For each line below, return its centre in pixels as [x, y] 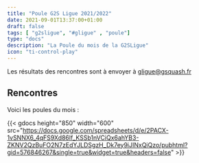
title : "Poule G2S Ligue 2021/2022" [59, 13]
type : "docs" [26, 39]
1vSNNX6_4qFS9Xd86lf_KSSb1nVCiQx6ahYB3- [73, 138]
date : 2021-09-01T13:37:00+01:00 [55, 20]
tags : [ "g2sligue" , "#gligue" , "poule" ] [69, 33]
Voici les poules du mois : [43, 109]
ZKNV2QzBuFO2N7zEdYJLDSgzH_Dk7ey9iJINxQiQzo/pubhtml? [97, 144]
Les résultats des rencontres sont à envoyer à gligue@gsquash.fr [99, 71]
